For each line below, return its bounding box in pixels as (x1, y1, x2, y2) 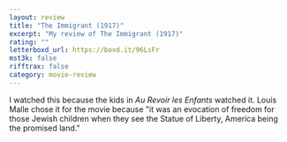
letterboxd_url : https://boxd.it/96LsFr (9, 46, 161, 55)
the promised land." (9, 123, 81, 133)
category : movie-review (9, 71, 97, 79)
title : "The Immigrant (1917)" (9, 21, 125, 30)
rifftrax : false (9, 63, 69, 71)
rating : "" (9, 37, 49, 47)
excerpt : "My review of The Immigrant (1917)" (9, 29, 184, 38)
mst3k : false (9, 54, 57, 63)
